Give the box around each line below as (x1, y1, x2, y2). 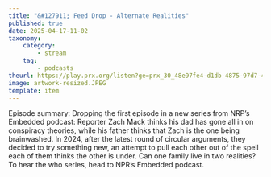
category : (23, 42, 56, 50)
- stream (37, 49, 67, 57)
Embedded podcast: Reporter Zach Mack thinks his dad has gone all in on (8, 117, 254, 127)
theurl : (8, 72, 35, 80)
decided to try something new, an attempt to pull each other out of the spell (8, 142, 260, 153)
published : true (8, 19, 63, 27)
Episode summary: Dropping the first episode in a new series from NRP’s (8, 109, 250, 118)
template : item (8, 86, 60, 95)
